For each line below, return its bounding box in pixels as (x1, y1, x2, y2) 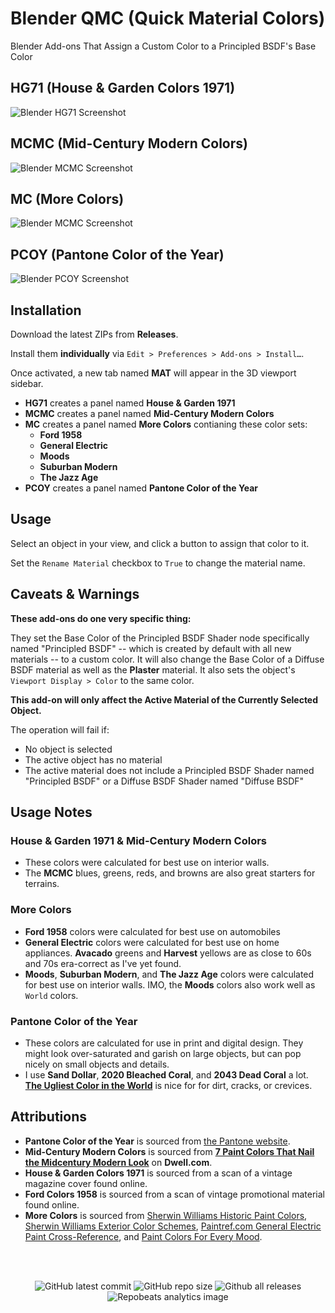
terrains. (24, 878, 60, 890)
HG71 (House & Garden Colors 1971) (10, 80, 236, 97)
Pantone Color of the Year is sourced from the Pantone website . (24, 1135, 291, 1147)
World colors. (24, 989, 79, 1001)
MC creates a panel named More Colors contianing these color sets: (24, 418, 308, 430)
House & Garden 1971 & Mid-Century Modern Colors (10, 833, 267, 847)
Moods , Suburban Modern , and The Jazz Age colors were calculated (24, 968, 315, 980)
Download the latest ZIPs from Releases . (10, 328, 179, 340)
